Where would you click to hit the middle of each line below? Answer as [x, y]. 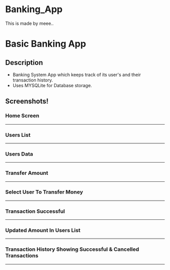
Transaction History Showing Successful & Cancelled [72, 249]
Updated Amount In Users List [43, 230]
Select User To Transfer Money [44, 192]
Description [24, 63]
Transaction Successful [35, 211]
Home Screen [22, 116]
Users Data [19, 154]
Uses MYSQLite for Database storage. [52, 85]
